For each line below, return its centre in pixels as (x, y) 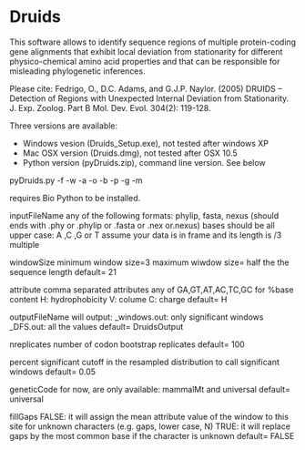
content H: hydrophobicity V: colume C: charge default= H (118, 299)
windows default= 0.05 (53, 372)
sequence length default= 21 (63, 271)
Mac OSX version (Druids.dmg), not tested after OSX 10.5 (130, 153)
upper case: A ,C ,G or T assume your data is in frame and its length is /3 (146, 235)
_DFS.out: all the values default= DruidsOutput (97, 326)
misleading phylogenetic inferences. (77, 71)
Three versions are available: (64, 126)
